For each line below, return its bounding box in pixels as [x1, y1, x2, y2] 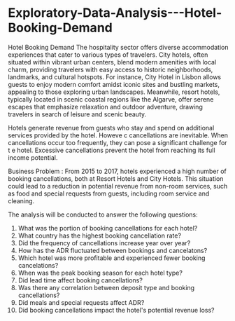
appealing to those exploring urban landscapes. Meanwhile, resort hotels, [8, 88, 220, 96]
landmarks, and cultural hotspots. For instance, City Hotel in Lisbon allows [8, 72, 222, 81]
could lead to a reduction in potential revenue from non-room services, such [8, 182, 228, 190]
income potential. [8, 153, 58, 162]
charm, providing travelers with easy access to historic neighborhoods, [8, 65, 213, 74]
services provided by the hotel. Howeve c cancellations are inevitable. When [8, 131, 228, 139]
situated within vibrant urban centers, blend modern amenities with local [8, 57, 217, 66]
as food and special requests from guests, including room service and [8, 189, 210, 198]
